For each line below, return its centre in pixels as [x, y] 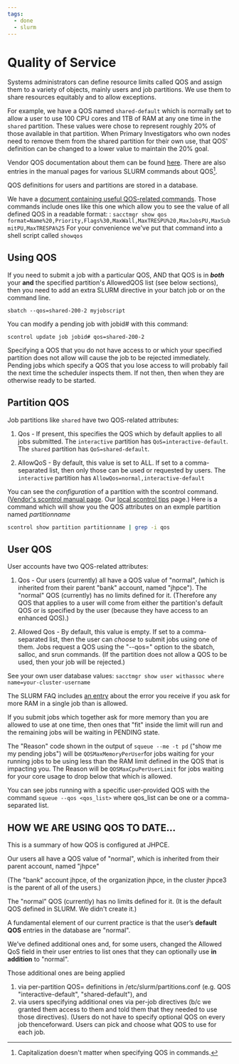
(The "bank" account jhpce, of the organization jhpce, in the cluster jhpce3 [117, 880]
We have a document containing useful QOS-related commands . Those [112, 199]
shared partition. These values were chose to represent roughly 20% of [112, 126]
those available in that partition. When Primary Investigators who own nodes [119, 134]
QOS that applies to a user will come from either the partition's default [120, 603]
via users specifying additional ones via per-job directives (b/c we [114, 1002]
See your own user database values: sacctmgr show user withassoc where [116, 676]
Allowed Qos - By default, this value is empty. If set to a [99, 632]
